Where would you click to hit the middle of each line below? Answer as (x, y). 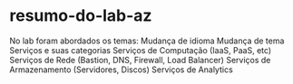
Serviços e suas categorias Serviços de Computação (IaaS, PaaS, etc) (141, 50)
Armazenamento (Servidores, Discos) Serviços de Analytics (121, 70)
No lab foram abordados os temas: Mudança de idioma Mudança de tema (147, 41)
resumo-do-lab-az (81, 16)
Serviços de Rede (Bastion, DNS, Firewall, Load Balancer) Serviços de (140, 60)
